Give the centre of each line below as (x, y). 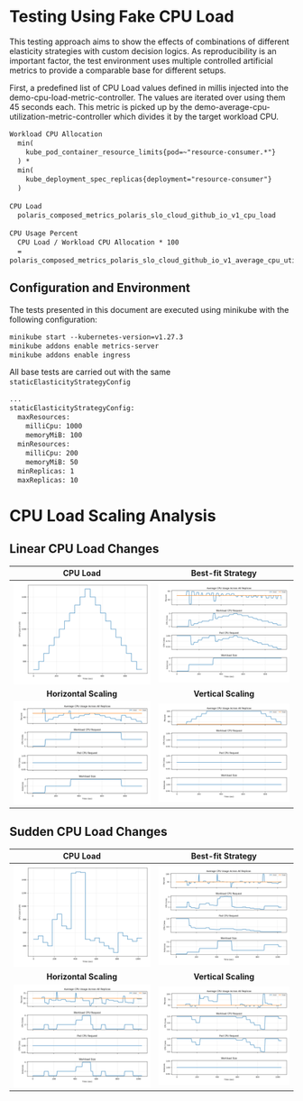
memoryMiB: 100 (54, 435)
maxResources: (44, 417)
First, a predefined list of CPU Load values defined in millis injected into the (149, 87)
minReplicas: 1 (46, 471)
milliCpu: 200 (52, 453)
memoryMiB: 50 (52, 462)
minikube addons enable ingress (70, 355)
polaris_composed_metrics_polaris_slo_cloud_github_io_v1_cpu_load (147, 215)
